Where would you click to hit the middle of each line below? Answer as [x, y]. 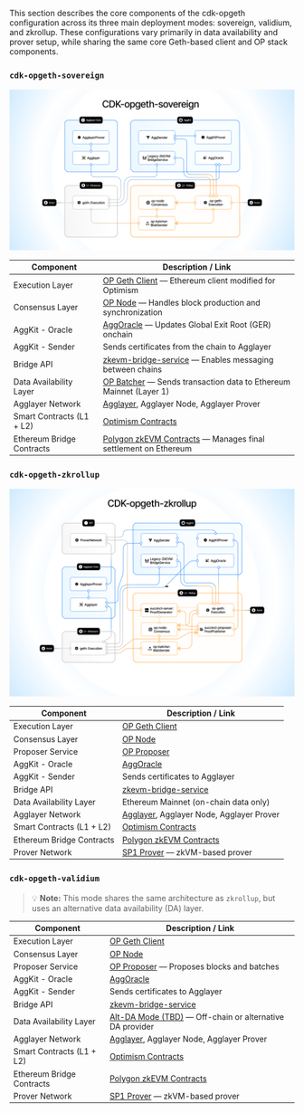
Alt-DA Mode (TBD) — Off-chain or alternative [197, 1016]
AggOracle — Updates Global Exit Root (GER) [187, 325]
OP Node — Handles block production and [181, 302]
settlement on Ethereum [147, 448]
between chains [133, 369]
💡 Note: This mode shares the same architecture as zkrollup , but [153, 898]
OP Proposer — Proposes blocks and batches [195, 966]
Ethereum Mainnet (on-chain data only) [196, 802]
